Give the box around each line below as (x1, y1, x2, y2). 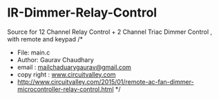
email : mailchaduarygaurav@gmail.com (17, 63, 131, 71)
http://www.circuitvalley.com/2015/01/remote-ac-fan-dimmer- (17, 77, 195, 86)
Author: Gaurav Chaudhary (17, 55, 95, 63)
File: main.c (17, 48, 50, 57)
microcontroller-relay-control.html (17, 85, 114, 93)
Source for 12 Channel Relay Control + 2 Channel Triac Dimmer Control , (7, 28, 213, 36)
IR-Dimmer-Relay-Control (7, 5, 158, 21)
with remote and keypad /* (7, 34, 83, 43)
